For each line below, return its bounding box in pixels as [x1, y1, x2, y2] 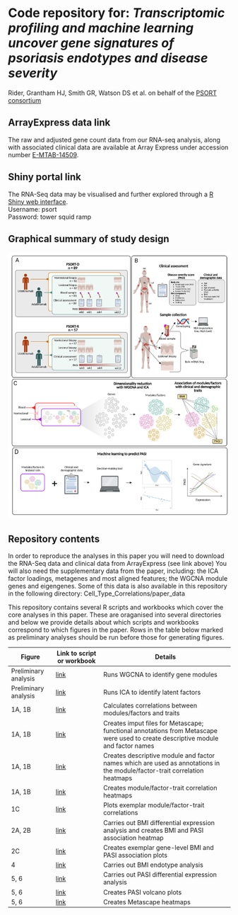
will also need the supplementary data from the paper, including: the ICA [8, 567, 219, 575]
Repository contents [8, 533, 100, 545]
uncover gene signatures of [8, 35, 174, 51]
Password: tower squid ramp [8, 212, 92, 221]
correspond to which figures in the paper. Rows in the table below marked [8, 625, 223, 635]
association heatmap [102, 834, 165, 842]
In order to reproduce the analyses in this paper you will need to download [8, 552, 225, 560]
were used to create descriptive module [102, 734, 219, 742]
